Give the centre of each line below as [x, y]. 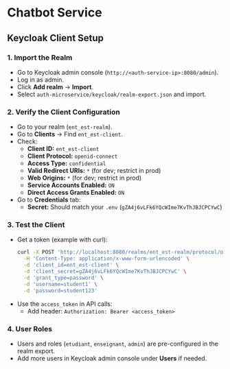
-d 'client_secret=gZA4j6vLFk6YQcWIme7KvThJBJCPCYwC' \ [105, 272]
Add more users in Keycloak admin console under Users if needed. [112, 358]
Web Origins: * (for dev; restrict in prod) [84, 178]
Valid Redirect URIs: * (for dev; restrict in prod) [94, 171]
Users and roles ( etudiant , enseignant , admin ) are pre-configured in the [117, 344]
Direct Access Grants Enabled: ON [76, 193]
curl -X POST [36, 252]
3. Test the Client [36, 225]
